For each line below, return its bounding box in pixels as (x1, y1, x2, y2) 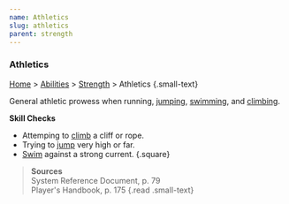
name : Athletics (9, 12, 69, 22)
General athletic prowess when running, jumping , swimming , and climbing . (9, 95, 281, 106)
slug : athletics (9, 21, 69, 30)
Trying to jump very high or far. (21, 139, 135, 150)
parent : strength (9, 29, 73, 38)
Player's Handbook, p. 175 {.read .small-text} (30, 185, 194, 195)
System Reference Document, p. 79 (30, 175, 161, 185)
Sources (30, 165, 64, 177)
